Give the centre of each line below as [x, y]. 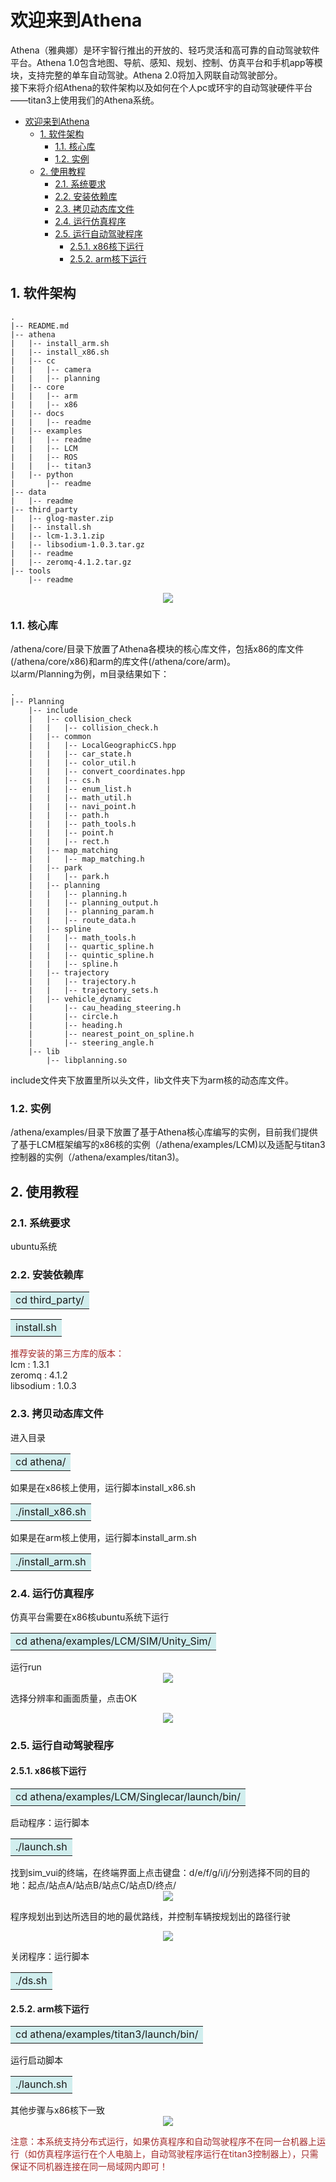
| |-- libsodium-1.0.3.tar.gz [77, 544]
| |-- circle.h [73, 1017]
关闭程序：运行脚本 [50, 1957]
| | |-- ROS [44, 457]
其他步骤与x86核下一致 [57, 2110]
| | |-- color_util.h [82, 763]
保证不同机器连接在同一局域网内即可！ [89, 2167]
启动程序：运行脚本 [50, 1823]
